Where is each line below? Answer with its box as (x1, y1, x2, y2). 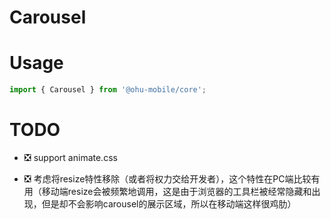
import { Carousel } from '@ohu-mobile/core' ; (9, 85, 207, 95)
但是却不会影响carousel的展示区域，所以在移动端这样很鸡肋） (41, 197, 297, 210)
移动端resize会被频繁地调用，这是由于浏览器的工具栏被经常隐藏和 (41, 185, 312, 197)
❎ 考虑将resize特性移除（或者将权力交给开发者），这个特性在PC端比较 (23, 172, 312, 185)
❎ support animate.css (23, 151, 118, 163)
